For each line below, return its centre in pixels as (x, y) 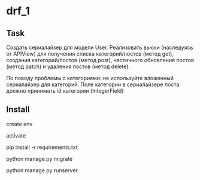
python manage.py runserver (42, 170)
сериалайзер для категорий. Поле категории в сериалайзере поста (93, 84)
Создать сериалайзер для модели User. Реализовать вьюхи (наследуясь (100, 47)
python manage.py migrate (40, 158)
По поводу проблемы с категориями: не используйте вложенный (90, 78)
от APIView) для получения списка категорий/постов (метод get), (90, 54)
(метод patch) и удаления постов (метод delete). (68, 66)
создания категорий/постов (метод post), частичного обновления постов (100, 60)
